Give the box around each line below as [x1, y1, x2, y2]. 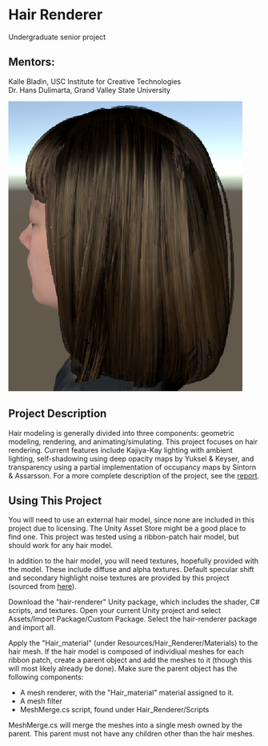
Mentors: [8, 55, 55, 69]
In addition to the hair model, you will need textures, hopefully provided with [8, 556, 259, 566]
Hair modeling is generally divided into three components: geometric [8, 428, 234, 438]
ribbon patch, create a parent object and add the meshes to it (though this [8, 655, 252, 665]
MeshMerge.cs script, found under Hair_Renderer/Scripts [19, 705, 210, 715]
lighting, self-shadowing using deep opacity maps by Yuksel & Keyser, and [8, 454, 254, 463]
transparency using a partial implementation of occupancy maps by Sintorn [8, 462, 257, 472]
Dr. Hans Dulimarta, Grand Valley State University [8, 85, 170, 95]
